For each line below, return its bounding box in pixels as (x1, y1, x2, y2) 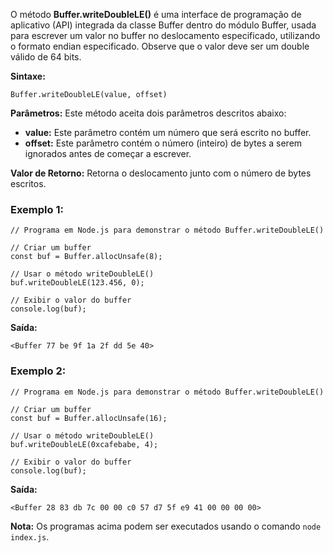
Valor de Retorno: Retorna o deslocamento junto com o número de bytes (10, 167, 312, 179)
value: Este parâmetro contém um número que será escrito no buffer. (24, 127, 312, 138)
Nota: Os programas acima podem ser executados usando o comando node (10, 520, 322, 532)
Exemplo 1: (10, 202, 64, 216)
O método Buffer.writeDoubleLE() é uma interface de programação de (10, 9, 302, 20)
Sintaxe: (10, 70, 46, 82)
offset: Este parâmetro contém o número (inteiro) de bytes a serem (24, 137, 303, 149)
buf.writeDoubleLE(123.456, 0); (10, 278, 145, 288)
